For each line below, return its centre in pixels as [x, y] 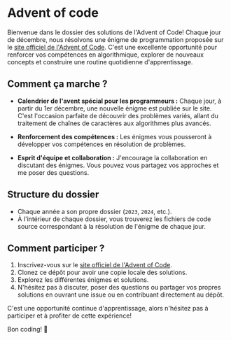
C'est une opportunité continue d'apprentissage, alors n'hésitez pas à [108, 309]
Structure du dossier [53, 195]
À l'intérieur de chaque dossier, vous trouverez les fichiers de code [114, 219]
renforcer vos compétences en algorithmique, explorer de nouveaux [106, 55]
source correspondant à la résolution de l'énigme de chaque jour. [112, 226]
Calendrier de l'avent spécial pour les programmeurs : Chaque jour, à [119, 101]
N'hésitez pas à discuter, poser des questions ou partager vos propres [119, 288]
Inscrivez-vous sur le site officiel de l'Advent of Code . [95, 265]
